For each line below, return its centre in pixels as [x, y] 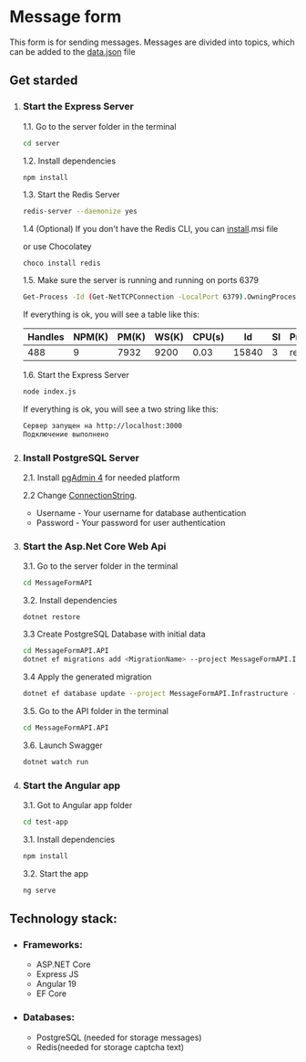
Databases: [49, 1017]
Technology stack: [64, 918]
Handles [46, 337]
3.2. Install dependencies [70, 601]
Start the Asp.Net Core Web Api [94, 546]
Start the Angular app [71, 785]
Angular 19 [56, 984]
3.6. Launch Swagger [62, 745]
